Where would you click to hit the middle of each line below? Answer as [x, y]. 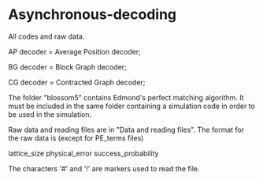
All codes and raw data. [46, 36]
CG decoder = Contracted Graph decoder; [77, 82]
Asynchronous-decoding [93, 15]
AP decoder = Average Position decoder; [75, 51]
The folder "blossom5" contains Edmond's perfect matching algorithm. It [126, 97]
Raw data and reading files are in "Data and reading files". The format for [126, 129]
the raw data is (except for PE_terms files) [76, 138]
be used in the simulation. [50, 114]
